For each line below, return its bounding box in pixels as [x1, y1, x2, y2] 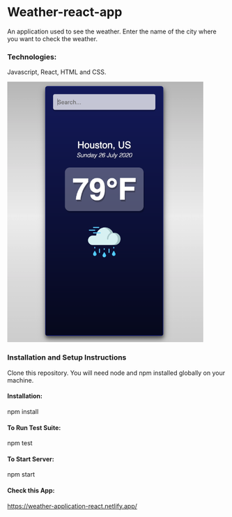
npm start [7, 470, 36, 479]
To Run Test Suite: [7, 423, 61, 432]
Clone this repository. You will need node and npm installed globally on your [7, 369, 225, 377]
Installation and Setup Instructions [7, 353, 127, 362]
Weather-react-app [7, 4, 123, 20]
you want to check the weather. [7, 34, 98, 43]
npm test [7, 439, 33, 447]
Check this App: [7, 486, 55, 495]
